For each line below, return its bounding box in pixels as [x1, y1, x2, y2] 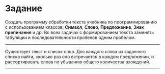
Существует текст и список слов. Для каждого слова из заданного [5, 48, 146, 54]
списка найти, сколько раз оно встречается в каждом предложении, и [5, 54, 154, 59]
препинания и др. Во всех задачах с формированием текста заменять [5, 29, 154, 35]
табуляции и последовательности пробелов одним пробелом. [5, 35, 136, 40]
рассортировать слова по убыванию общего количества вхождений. [5, 59, 151, 65]
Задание [5, 3, 43, 14]
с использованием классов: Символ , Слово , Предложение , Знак [5, 24, 144, 30]
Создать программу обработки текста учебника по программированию [5, 19, 157, 25]
